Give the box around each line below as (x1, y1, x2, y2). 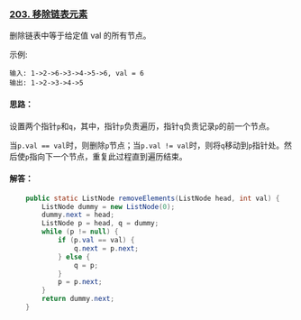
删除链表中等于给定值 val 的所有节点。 (9, 30, 151, 41)
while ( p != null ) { (41, 227, 119, 236)
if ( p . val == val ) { (57, 236, 135, 245)
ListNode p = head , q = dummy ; (41, 219, 160, 228)
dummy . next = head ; (41, 210, 115, 220)
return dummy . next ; (41, 295, 115, 304)
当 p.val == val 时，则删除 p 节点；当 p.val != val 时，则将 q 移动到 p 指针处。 (9, 140, 285, 151)
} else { (57, 252, 91, 261)
